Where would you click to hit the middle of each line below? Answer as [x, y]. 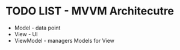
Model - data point [37, 28]
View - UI [26, 34]
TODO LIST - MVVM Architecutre [90, 11]
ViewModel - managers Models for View [64, 40]
